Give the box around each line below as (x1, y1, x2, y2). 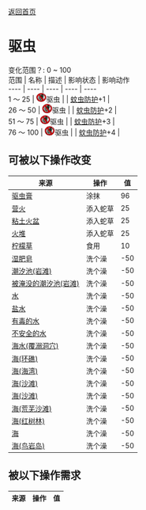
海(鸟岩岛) (11, 441, 45, 451)
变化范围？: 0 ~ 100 (8, 65, 72, 74)
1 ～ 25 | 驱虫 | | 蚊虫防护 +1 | (8, 94, 110, 105)
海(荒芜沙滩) (11, 403, 52, 413)
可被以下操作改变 (8, 154, 92, 167)
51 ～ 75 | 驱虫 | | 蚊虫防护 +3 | (8, 117, 115, 127)
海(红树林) (11, 416, 45, 425)
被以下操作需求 (8, 469, 81, 482)
